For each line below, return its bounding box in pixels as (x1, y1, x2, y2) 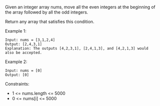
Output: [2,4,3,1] (5, 42, 42, 47)
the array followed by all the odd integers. (5, 9, 88, 15)
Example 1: (5, 28, 27, 34)
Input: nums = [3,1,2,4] (5, 37, 55, 42)
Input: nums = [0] (5, 68, 42, 73)
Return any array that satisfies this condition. (5, 19, 95, 24)
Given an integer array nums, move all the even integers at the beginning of (5, 4, 156, 10)
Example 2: (5, 59, 28, 65)
